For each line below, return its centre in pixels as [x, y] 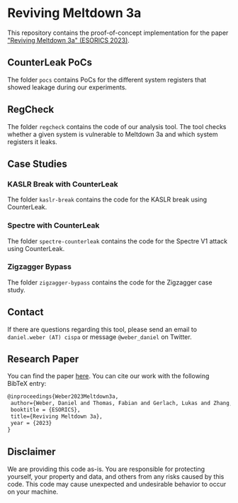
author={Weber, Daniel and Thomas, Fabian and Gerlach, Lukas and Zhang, [121, 403]
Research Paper [43, 359]
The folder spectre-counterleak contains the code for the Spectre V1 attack [118, 241]
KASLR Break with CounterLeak [63, 184]
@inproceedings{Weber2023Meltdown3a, [63, 397]
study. [17, 289]
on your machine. [33, 492]
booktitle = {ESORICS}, [45, 410]
